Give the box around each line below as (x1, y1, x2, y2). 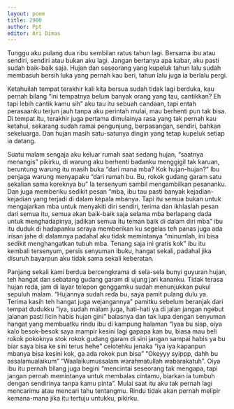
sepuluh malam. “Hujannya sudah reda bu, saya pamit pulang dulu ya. (7, 290, 208, 299)
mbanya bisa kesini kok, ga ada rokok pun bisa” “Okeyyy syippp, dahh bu (7, 350, 219, 358)
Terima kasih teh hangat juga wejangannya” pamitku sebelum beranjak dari (7, 298, 224, 306)
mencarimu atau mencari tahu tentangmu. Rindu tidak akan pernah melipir (7, 387, 221, 395)
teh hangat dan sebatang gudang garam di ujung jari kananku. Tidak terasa (7, 275, 224, 284)
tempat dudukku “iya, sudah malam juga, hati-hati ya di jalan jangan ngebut (7, 305, 224, 313)
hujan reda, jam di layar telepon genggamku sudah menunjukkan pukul (7, 282, 211, 291)
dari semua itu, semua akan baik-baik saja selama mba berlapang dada (7, 210, 212, 218)
